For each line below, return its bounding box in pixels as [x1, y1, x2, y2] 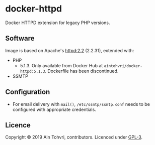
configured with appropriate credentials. [12, 106, 97, 112]
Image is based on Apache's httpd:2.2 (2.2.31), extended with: [5, 47, 134, 53]
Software [5, 34, 35, 43]
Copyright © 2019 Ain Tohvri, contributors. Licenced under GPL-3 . [5, 134, 142, 140]
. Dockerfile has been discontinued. [45, 68, 119, 74]
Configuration [5, 88, 50, 96]
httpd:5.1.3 [20, 69, 45, 74]
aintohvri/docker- [104, 63, 142, 68]
